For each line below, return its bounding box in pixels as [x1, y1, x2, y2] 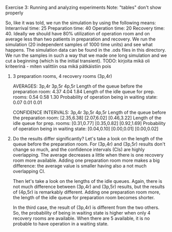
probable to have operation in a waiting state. [12, 221, 109, 227]
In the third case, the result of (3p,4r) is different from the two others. [12, 204, 160, 210]
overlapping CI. [12, 168, 45, 174]
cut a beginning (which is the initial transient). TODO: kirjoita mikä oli [5, 58, 150, 64]
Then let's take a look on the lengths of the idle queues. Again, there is [12, 178, 163, 184]
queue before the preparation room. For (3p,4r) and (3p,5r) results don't [12, 141, 165, 147]
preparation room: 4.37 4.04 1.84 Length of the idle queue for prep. [12, 89, 155, 94]
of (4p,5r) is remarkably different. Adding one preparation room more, [12, 189, 161, 195]
